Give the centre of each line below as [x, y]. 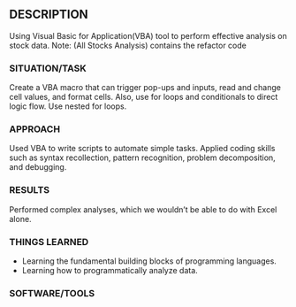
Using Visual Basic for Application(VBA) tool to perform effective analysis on [148, 35]
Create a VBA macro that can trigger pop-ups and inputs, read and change [145, 88]
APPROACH [34, 129]
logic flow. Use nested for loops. [68, 106]
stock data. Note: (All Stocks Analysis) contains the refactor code [128, 45]
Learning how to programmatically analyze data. [110, 270]
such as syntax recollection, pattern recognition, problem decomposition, [142, 157]
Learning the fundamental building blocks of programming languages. [149, 261]
